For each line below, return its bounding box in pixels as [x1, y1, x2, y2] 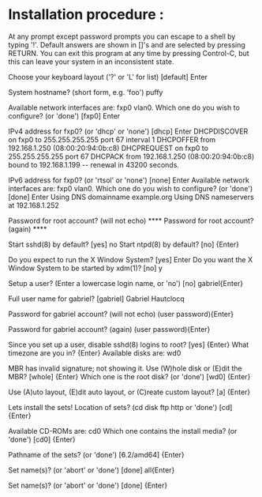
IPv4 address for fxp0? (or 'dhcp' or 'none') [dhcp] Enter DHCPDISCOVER [8, 126, 249, 136]
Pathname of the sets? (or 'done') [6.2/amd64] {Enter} [8, 450, 185, 459]
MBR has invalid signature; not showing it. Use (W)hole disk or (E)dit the [8, 363, 242, 373]
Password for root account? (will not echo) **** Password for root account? [8, 216, 254, 225]
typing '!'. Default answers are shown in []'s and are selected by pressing [8, 40, 246, 49]
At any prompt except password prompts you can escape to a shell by [8, 32, 236, 41]
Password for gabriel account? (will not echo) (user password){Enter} [8, 309, 234, 318]
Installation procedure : [8, 6, 164, 24]
